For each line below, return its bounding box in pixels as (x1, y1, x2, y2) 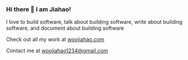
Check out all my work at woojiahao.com (6, 36, 105, 43)
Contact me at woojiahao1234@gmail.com (6, 47, 108, 54)
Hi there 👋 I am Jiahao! (6, 5, 72, 13)
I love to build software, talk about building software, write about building (6, 19, 183, 26)
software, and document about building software (6, 24, 125, 31)
